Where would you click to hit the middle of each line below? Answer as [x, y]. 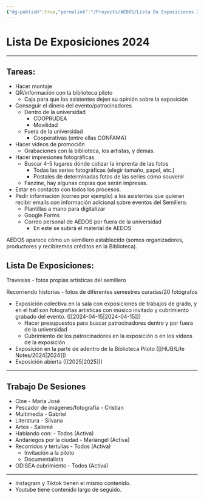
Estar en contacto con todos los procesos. [68, 189]
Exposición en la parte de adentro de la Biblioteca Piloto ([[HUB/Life [100, 349]
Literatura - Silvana [39, 420]
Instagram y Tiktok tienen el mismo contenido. [73, 483]
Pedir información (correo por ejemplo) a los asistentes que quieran [100, 196]
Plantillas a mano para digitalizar [65, 209]
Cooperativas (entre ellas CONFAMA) [80, 138]
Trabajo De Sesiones [46, 386]
